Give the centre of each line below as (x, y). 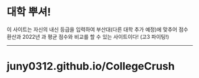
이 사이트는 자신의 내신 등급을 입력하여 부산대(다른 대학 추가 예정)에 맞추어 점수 (97, 29)
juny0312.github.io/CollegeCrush (91, 67)
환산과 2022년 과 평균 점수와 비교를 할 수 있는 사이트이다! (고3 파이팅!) (88, 36)
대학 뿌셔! (29, 12)
